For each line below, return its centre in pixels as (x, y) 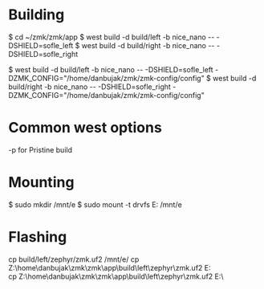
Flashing (38, 237)
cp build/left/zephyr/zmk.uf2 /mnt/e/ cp (74, 259)
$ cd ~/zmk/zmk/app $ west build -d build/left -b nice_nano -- (112, 37)
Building (37, 15)
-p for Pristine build (40, 149)
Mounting (41, 183)
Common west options (85, 128)
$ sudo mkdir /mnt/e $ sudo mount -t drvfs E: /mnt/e (95, 204)
